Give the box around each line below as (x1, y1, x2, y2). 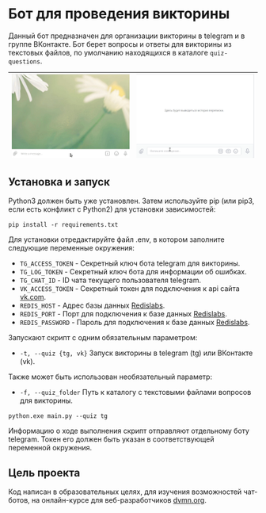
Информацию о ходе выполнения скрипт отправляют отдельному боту (8, 426, 249, 436)
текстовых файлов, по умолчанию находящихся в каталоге (8, 48, 208, 57)
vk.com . (19, 293, 47, 302)
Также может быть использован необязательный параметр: (8, 372, 212, 381)
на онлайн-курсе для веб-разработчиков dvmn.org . (31, 496, 207, 505)
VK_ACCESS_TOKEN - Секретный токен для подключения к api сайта (19, 284, 240, 293)
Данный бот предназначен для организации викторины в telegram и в (8, 31, 245, 40)
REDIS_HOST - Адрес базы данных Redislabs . (19, 301, 165, 310)
